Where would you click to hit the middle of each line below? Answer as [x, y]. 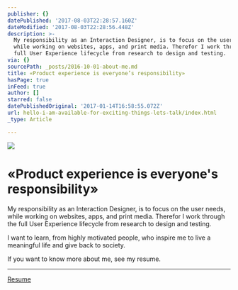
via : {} [19, 60]
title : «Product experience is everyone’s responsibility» [96, 73]
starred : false [30, 100]
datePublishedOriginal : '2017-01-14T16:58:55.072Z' [85, 106]
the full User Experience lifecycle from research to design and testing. [109, 223]
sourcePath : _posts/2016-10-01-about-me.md [73, 67]
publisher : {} [28, 14]
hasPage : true [28, 80]
